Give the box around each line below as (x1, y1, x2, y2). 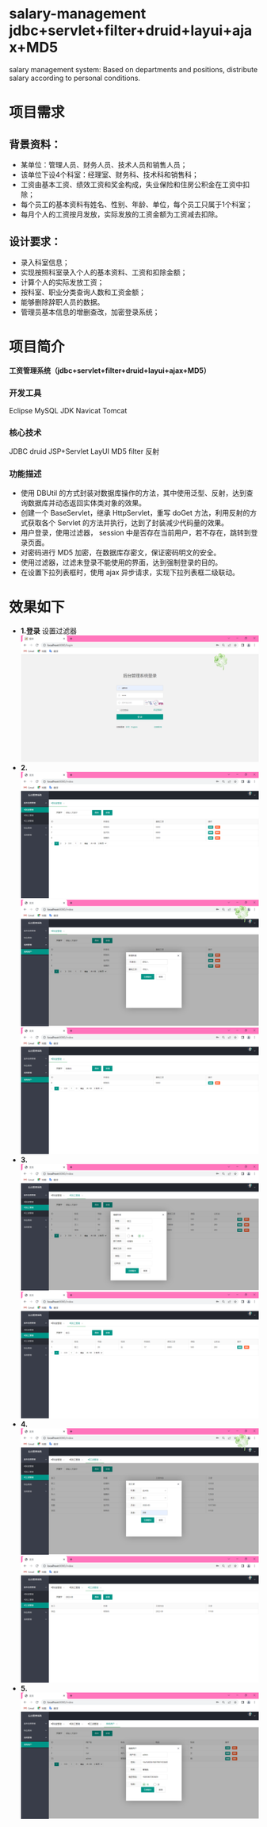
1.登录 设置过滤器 (20, 626, 78, 635)
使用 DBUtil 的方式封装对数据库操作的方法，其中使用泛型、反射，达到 (20, 488, 246, 497)
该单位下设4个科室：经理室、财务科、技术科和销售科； (20, 170, 199, 179)
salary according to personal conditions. (9, 73, 141, 83)
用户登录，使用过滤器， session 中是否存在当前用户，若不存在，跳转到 (20, 528, 252, 537)
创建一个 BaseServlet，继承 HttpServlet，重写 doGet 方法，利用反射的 (20, 508, 250, 517)
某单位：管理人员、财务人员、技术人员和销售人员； (20, 159, 188, 169)
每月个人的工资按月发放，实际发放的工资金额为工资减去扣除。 (20, 209, 223, 219)
